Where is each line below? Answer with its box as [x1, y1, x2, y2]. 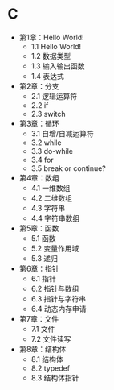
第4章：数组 [18, 172, 59, 182]
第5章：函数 [18, 223, 59, 233]
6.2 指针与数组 [31, 284, 79, 293]
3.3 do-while [31, 146, 74, 156]
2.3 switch [31, 109, 66, 118]
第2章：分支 [18, 81, 59, 91]
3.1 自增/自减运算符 [31, 128, 94, 138]
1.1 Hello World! [31, 41, 82, 51]
